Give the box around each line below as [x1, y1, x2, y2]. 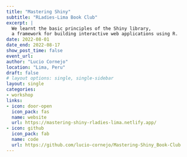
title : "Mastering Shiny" [6, 8, 71, 15]
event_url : [6, 53, 34, 59]
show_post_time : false [6, 48, 63, 54]
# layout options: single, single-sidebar [6, 75, 114, 81]
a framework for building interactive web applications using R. [11, 31, 179, 37]
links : [6, 97, 23, 103]
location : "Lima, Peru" [6, 64, 66, 70]
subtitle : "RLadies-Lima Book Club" [6, 14, 98, 20]
